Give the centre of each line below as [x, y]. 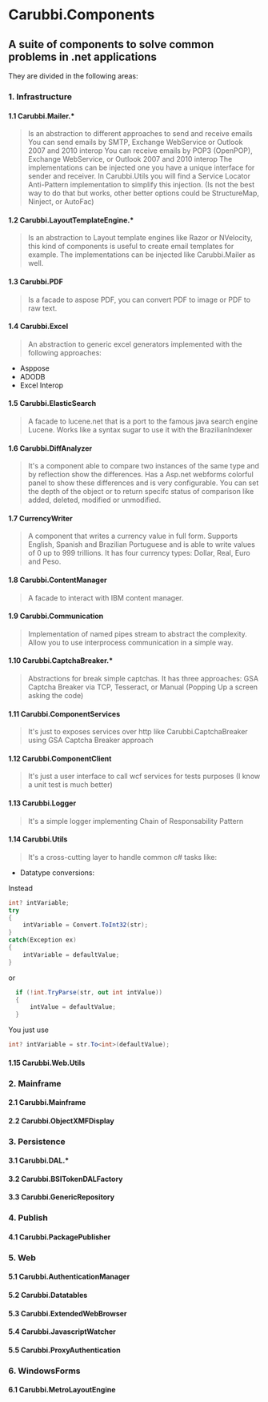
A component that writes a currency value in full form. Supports [133, 536]
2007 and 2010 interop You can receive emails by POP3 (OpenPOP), [140, 151]
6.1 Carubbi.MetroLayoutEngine [62, 1390]
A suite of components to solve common [111, 44]
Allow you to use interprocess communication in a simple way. [130, 642]
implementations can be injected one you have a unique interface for [141, 168]
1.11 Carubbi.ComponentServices [64, 713]
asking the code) [56, 695]
